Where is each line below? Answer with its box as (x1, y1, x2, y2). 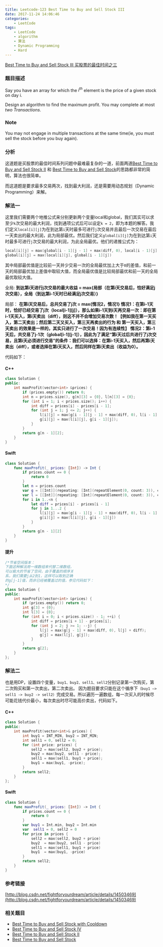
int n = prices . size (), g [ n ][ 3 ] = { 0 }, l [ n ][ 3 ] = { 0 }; (22, 394, 136, 399)
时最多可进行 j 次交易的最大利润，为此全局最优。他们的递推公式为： (5, 239, 139, 245)
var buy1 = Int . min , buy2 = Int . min (22, 822, 97, 827)
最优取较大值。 (5, 274, 35, 280)
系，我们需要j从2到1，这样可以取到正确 (5, 573, 73, 579)
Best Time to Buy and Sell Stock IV (12, 926, 81, 932)
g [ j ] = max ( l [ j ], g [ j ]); (39, 632, 90, 637)
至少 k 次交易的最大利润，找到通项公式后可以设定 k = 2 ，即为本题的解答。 (5, 220, 150, 226)
